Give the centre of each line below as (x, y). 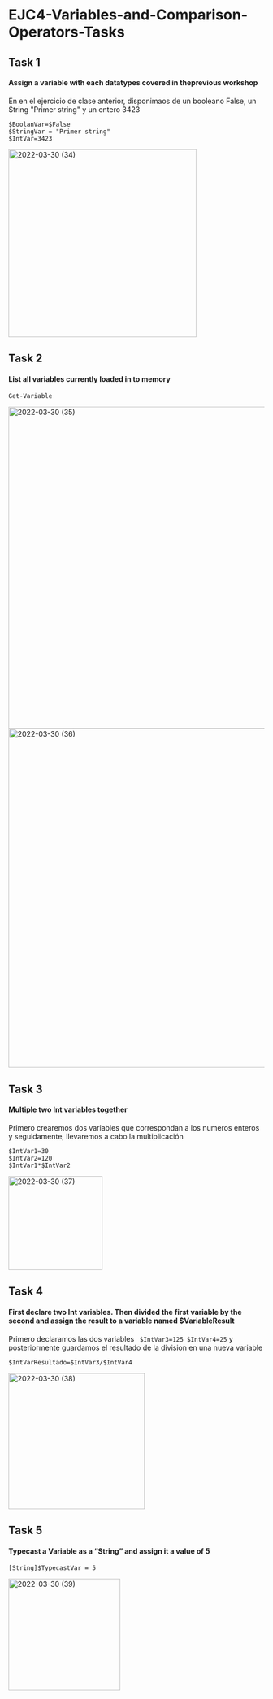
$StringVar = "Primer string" (60, 132)
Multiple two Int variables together (68, 1109)
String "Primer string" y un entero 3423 (74, 109)
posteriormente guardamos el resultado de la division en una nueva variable (136, 1347)
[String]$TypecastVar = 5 (52, 1568)
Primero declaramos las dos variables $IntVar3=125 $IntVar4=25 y (121, 1338)
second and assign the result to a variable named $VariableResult (121, 1321)
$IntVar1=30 (28, 1151)
